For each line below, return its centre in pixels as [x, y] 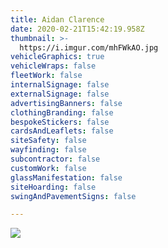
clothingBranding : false [62, 112]
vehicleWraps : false [53, 66]
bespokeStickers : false [60, 122]
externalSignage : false [60, 94]
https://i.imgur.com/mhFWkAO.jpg [89, 47]
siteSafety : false [48, 141]
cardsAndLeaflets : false [62, 131]
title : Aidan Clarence [57, 19]
